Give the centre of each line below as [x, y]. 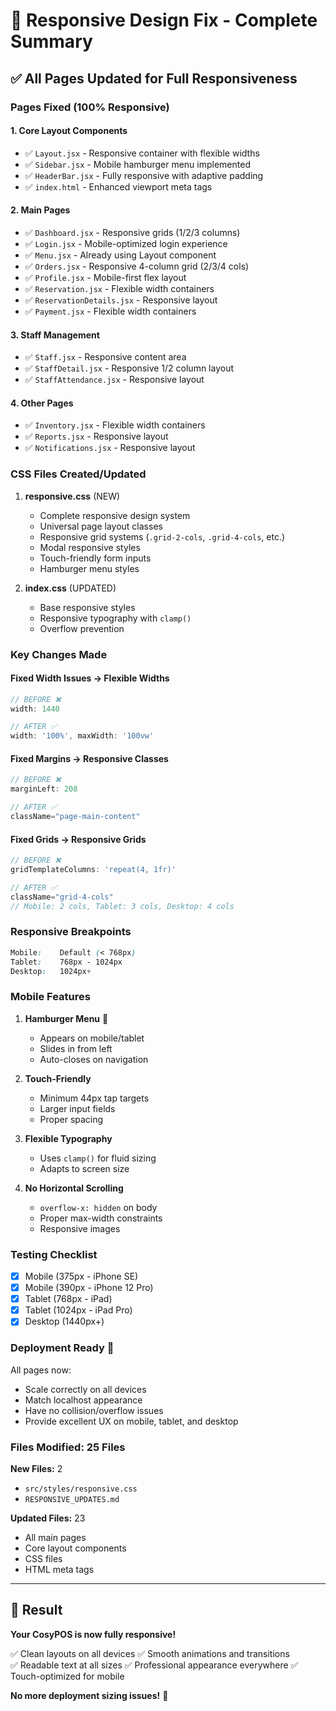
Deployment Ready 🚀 [62, 1348]
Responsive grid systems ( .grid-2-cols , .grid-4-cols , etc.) [162, 536]
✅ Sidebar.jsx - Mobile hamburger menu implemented [137, 164]
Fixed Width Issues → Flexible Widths [90, 678]
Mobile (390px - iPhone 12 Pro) [89, 1288]
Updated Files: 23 [48, 1518]
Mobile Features [50, 997]
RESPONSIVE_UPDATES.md [72, 1499]
